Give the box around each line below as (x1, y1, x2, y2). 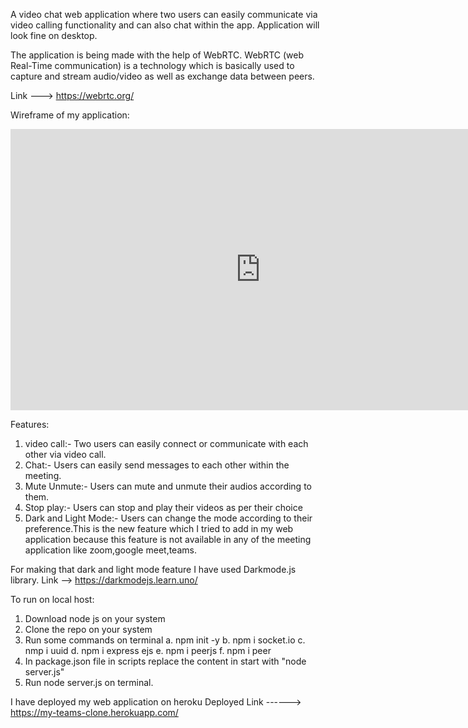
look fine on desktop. (10, 30, 98, 41)
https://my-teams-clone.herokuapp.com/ (10, 707, 179, 718)
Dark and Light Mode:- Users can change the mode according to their (24, 512, 313, 524)
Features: (10, 419, 50, 430)
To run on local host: (10, 594, 95, 605)
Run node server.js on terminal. (24, 677, 154, 688)
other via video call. (24, 449, 107, 460)
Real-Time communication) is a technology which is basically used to (10, 60, 295, 71)
